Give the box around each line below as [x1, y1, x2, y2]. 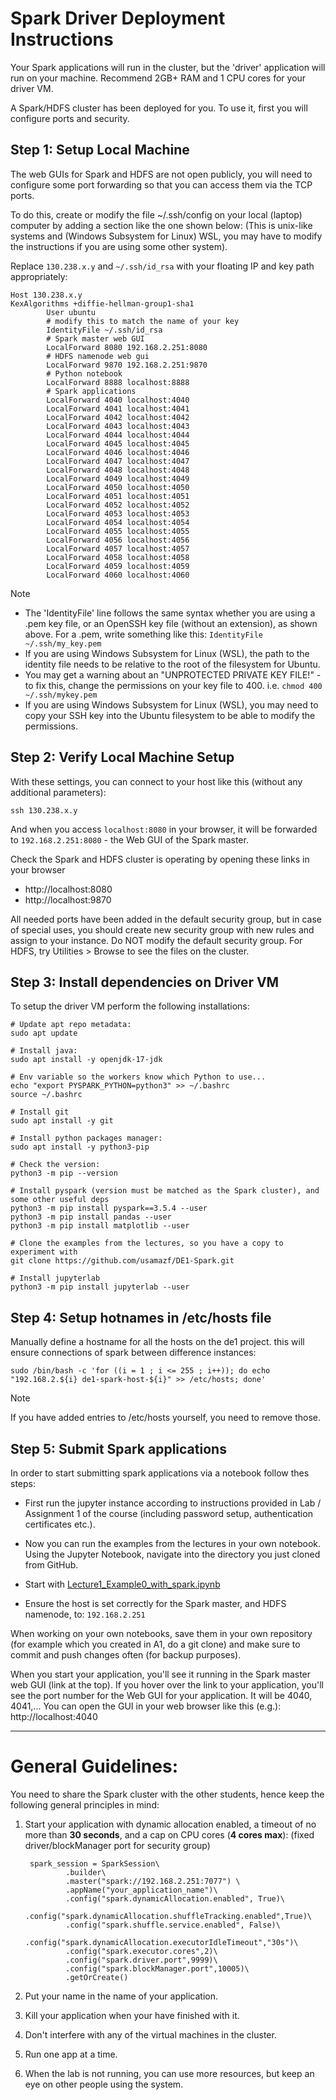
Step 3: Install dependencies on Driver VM [10, 973, 280, 991]
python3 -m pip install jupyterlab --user [10, 1282, 190, 1292]
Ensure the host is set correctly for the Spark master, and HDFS [24, 1598, 287, 1609]
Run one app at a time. [24, 2048, 118, 2060]
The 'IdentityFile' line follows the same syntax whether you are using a [24, 607, 316, 619]
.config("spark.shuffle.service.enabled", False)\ [65, 1920, 281, 1930]
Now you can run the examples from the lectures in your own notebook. [24, 1538, 322, 1549]
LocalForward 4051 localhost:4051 [46, 491, 190, 501]
